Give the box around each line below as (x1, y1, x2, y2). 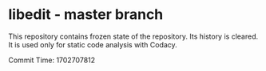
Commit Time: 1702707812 (8, 55, 96, 65)
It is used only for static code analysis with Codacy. (8, 39, 177, 49)
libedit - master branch (8, 6, 164, 24)
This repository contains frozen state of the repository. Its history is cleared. (8, 32, 258, 41)
